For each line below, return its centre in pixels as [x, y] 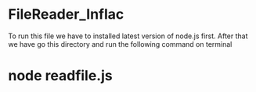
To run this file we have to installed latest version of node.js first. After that [128, 36]
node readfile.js [60, 76]
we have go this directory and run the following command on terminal [120, 44]
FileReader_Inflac [66, 14]
